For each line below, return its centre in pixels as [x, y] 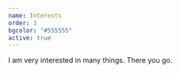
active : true [30, 38]
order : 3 [23, 23]
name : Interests [35, 15]
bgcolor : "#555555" [40, 30]
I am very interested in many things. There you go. [90, 60]
